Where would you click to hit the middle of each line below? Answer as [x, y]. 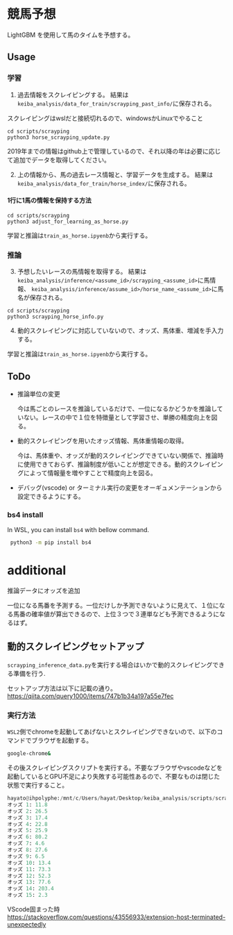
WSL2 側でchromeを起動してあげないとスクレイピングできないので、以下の [112, 732]
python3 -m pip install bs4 [51, 543]
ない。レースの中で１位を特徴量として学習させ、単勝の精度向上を [117, 417]
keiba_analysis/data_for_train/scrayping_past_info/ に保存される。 [116, 103]
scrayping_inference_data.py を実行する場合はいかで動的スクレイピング [110, 665]
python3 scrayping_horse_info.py [55, 317]
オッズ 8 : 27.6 [27, 850]
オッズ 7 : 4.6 [26, 844]
